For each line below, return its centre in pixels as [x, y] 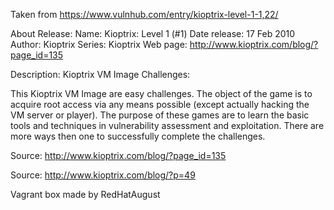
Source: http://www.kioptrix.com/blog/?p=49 [103, 175]
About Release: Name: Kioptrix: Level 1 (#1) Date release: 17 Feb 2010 [153, 33]
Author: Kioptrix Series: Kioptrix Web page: [99, 44]
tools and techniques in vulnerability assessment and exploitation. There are [167, 125]
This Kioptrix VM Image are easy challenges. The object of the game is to [161, 93]
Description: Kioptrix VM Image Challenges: [100, 74]
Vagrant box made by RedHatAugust [85, 194]
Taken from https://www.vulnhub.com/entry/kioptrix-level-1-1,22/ [144, 14]
